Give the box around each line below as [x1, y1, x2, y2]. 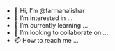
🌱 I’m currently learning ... [13, 21, 89, 29]
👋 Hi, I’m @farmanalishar [13, 7, 85, 14]
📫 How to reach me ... [13, 37, 79, 44]
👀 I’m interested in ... [13, 14, 73, 22]
